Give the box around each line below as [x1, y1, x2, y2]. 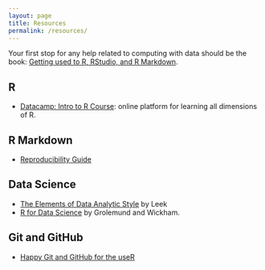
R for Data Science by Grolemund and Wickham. [19, 208, 181, 217]
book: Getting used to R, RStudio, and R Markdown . [8, 57, 178, 66]
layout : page [8, 11, 52, 20]
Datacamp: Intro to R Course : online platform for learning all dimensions [19, 102, 258, 111]
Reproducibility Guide [19, 155, 92, 164]
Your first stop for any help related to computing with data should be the [8, 49, 247, 58]
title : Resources [8, 19, 67, 27]
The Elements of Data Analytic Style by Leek [19, 199, 168, 208]
